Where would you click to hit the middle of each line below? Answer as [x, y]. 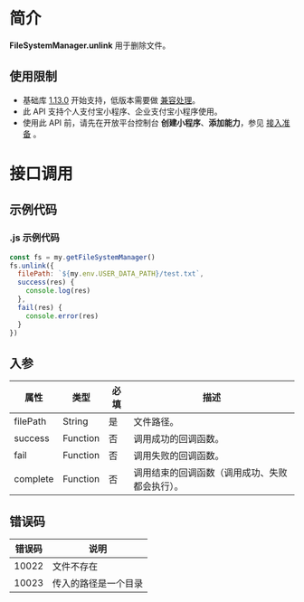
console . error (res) [62, 316]
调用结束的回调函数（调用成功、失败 [210, 473]
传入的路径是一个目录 [97, 583]
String [76, 421]
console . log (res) [58, 291]
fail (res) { [40, 307]
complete [34, 479]
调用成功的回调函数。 [179, 439]
